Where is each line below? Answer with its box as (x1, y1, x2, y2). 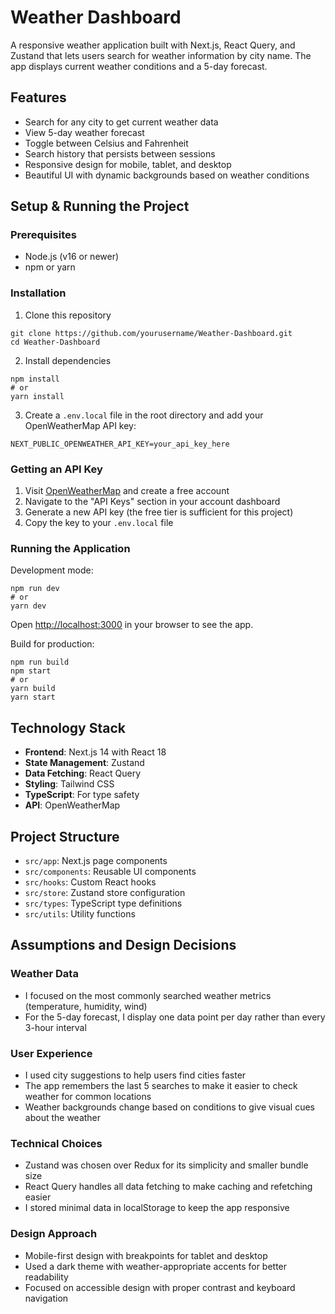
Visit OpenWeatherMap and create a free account (24, 485, 230, 497)
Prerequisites (10, 228, 77, 242)
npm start (10, 666, 52, 676)
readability (24, 1271, 69, 1283)
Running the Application (10, 541, 131, 555)
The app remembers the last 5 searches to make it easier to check (24, 1079, 298, 1091)
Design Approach (10, 1227, 98, 1241)
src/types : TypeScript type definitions (24, 897, 183, 909)
